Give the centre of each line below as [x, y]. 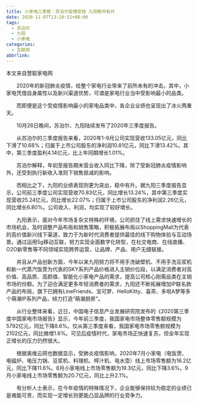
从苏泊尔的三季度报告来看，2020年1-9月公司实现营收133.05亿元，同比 [102, 138]
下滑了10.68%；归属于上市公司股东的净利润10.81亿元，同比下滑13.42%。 [95, 145]
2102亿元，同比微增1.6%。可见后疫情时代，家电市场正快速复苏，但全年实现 [98, 333]
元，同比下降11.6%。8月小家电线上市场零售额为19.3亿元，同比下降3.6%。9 [97, 368]
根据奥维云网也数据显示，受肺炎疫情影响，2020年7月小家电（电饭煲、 [102, 353]
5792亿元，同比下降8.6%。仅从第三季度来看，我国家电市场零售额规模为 [93, 326]
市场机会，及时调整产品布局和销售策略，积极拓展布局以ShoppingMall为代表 [98, 227]
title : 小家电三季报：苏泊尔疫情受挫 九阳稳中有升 [61, 12]
